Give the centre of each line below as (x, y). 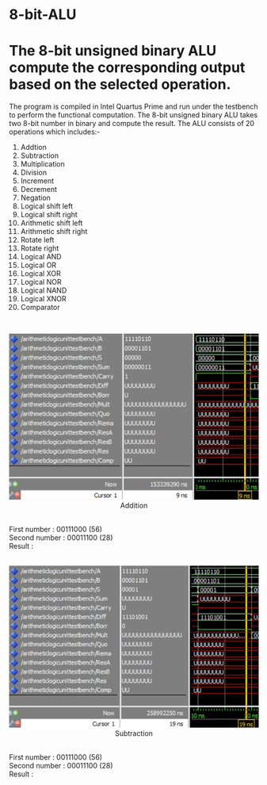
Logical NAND (44, 290)
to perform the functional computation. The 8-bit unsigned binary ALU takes (133, 115)
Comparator (40, 308)
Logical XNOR (43, 299)
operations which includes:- (55, 132)
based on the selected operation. (120, 84)
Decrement (39, 190)
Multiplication (43, 164)
